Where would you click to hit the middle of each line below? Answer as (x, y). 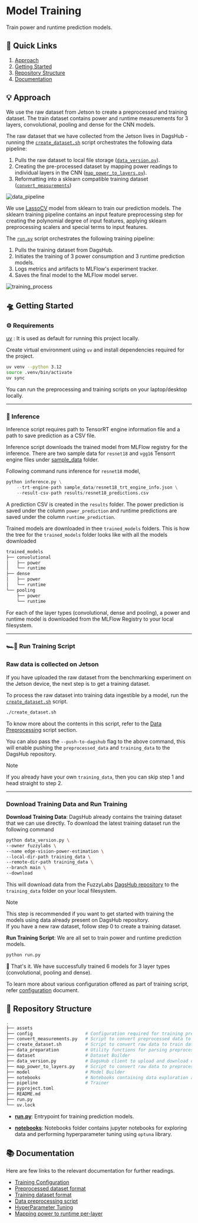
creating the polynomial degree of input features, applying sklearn (86, 221)
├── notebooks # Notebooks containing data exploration (97, 1077)
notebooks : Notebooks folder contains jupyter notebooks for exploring (101, 1128)
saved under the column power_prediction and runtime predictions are (92, 511)
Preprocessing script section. (42, 730)
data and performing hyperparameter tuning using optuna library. (93, 1134)
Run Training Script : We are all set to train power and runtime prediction (94, 938)
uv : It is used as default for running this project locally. (73, 338)
